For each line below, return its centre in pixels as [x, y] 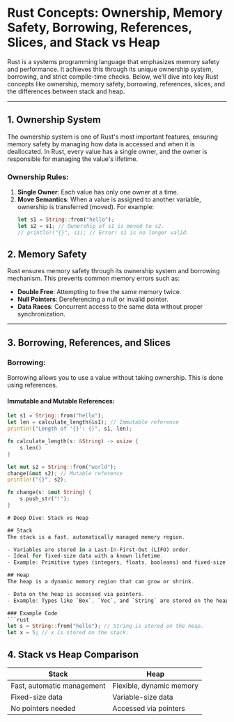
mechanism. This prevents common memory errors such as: [93, 278]
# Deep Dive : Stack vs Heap [48, 518]
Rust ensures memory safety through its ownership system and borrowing [114, 271]
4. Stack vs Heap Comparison [73, 654]
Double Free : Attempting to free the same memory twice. [99, 292]
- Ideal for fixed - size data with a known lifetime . [85, 556]
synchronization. [41, 314]
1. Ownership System [54, 120]
